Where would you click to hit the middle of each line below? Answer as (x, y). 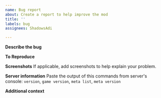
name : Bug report (23, 10)
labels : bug (17, 24)
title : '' (15, 19)
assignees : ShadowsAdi (29, 28)
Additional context (25, 91)
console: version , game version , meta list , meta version (63, 81)
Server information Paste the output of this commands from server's (76, 76)
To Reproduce (20, 57)
